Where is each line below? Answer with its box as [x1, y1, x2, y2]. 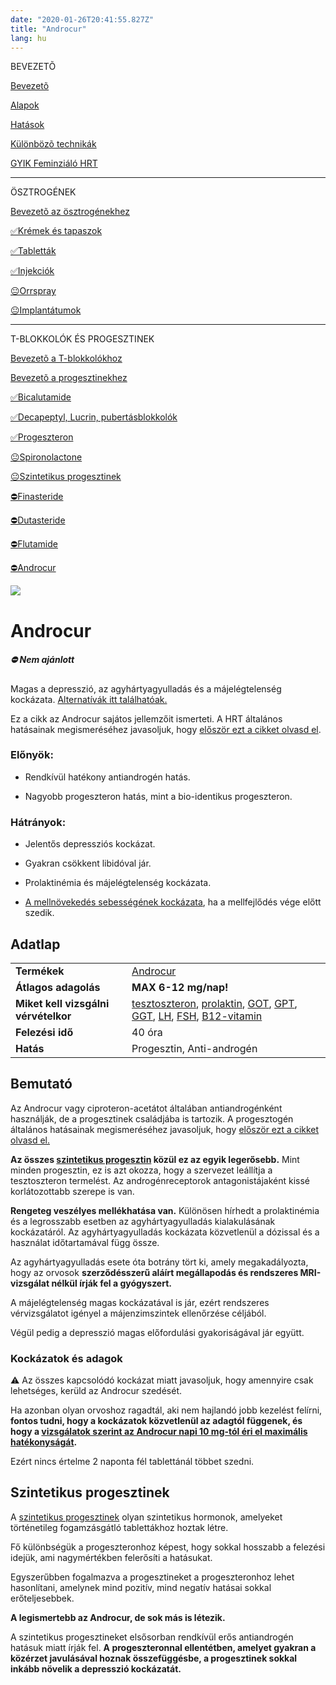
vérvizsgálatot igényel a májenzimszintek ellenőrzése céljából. [10, 1307, 267, 1319]
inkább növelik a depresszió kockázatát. [10, 1662, 182, 1675]
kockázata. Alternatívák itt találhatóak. [10, 693, 168, 705]
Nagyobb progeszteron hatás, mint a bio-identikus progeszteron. [24, 790, 293, 802]
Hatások [10, 119, 45, 131]
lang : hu [10, 33, 47, 43]
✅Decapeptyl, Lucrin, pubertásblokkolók [10, 411, 178, 423]
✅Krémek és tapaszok [10, 225, 103, 237]
